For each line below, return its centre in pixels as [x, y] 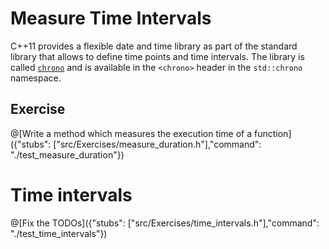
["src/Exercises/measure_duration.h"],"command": [157, 144]
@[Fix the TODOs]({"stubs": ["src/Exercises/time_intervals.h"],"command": [165, 223]
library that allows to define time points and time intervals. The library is [157, 56]
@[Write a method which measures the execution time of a [131, 133]
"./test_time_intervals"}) [59, 233]
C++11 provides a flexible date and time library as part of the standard [154, 46]
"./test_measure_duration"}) [67, 154]
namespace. [36, 78]
